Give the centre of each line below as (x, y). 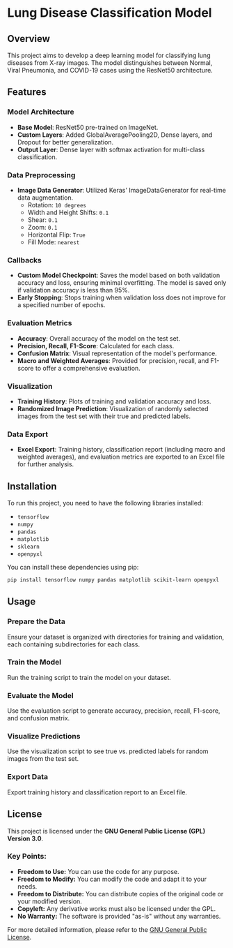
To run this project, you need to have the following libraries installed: (105, 503)
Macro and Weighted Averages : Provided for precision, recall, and (113, 360)
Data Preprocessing (41, 175)
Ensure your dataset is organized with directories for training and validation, (116, 637)
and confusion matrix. (39, 718)
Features (27, 92)
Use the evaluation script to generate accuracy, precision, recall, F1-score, (114, 711)
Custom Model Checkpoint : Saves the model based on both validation (119, 275)
